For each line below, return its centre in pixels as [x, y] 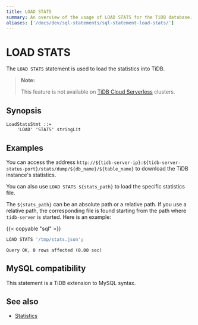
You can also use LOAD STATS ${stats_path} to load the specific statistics [96, 186]
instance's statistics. [31, 175]
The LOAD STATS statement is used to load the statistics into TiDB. [86, 69]
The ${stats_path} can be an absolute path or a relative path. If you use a [96, 204]
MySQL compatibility [46, 269]
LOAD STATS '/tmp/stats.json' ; [45, 239]
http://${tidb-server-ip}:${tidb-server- [129, 162]
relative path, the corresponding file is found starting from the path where [96, 211]
